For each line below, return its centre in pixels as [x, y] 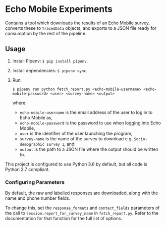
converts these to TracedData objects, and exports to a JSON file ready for [81, 28]
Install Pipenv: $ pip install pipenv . [50, 61]
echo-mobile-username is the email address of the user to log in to [86, 112]
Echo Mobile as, [36, 117]
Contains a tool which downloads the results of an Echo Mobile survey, [78, 23]
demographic [32, 144]
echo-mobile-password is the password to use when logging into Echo [90, 123]
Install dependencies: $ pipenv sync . [50, 70]
